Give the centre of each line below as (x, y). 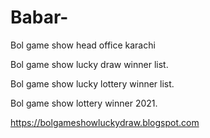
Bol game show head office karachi (83, 45)
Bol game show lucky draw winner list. (89, 64)
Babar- (39, 17)
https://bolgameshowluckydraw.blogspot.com (105, 122)
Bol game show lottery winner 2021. (84, 103)
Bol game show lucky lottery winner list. (92, 83)
